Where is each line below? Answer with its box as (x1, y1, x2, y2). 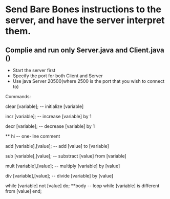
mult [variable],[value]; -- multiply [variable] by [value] (5, 163, 120, 169)
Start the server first (12, 68, 56, 73)
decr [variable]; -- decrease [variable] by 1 (5, 123, 95, 129)
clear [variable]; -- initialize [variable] (5, 103, 84, 109)
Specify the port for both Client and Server (12, 73, 103, 79)
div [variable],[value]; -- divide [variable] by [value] (5, 173, 114, 179)
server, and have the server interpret (5, 14, 165, 26)
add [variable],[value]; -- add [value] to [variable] (5, 143, 109, 149)
